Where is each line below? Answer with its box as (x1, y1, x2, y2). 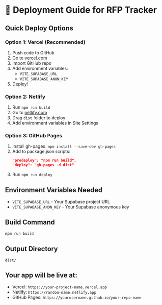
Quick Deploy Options (5, 24, 74, 32)
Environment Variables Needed (5, 186, 103, 194)
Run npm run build (12, 104, 51, 110)
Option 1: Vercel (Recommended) (5, 39, 86, 46)
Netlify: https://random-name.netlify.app (12, 289, 97, 295)
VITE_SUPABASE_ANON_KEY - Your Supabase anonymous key (12, 204, 129, 210)
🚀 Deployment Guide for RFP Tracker (5, 4, 157, 16)
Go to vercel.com (12, 55, 48, 61)
